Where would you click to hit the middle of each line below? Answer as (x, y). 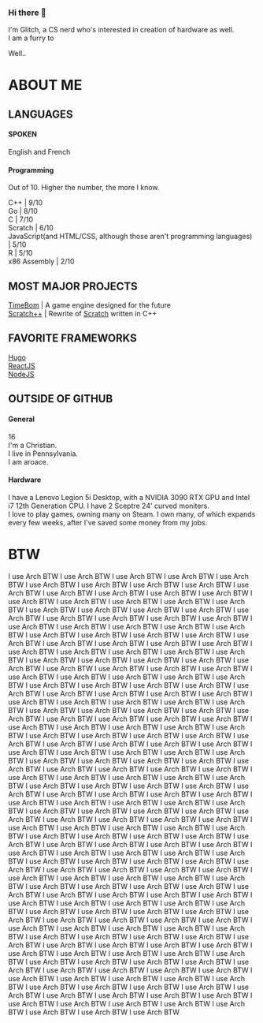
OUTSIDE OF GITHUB (61, 399)
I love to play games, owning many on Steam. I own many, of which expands (132, 514)
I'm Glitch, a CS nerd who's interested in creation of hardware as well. (121, 30)
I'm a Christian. (33, 445)
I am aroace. (28, 461)
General (22, 419)
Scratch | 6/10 (31, 228)
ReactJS (22, 365)
